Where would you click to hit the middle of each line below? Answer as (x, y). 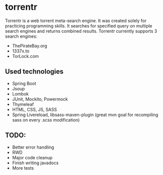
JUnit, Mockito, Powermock (40, 99)
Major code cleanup (32, 157)
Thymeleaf (23, 104)
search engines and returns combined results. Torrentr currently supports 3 (81, 31)
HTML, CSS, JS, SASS (34, 109)
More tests (23, 168)
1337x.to (21, 51)
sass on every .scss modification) (46, 120)
